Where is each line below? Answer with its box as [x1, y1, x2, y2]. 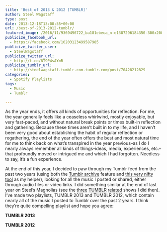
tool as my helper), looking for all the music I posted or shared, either [5, 176, 147, 182]
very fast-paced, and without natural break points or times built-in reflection [5, 119, 161, 125]
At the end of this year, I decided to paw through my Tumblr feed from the [5, 166, 157, 172]
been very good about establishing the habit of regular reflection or [5, 130, 143, 136]
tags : [5, 81, 16, 86]
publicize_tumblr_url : [5, 63, 52, 68]
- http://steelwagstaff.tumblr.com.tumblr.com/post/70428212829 [9, 68, 146, 73]
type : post [5, 16, 28, 21]
